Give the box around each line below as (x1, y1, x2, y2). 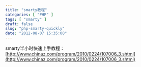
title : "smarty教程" (5, 7, 47, 13)
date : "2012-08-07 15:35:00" (5, 31, 67, 36)
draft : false (5, 21, 33, 27)
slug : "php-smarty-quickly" (5, 26, 65, 31)
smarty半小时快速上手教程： (5, 45, 65, 51)
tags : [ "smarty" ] (5, 17, 47, 22)
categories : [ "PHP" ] (5, 12, 53, 17)
